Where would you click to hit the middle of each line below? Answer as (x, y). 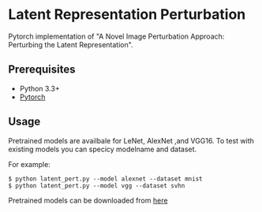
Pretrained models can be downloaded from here (88, 200)
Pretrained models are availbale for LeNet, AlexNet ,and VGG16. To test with (131, 140)
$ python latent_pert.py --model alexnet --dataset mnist (105, 179)
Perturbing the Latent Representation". (71, 44)
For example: (30, 164)
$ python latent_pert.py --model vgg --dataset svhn (97, 186)
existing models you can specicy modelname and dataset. (103, 149)
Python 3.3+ (40, 88)
